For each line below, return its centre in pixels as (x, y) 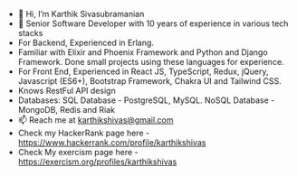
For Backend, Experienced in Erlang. (86, 42)
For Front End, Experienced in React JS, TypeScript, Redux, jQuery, (143, 71)
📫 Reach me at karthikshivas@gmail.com (96, 120)
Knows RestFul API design (67, 91)
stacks (30, 33)
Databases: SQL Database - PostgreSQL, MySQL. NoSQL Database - (146, 100)
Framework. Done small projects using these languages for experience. (151, 62)
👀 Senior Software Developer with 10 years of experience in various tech (153, 23)
